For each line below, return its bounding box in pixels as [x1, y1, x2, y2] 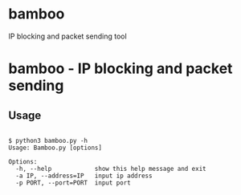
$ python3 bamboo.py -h [8, 136, 88, 144]
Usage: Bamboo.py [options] [8, 144, 103, 152]
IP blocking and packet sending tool [8, 31, 127, 41]
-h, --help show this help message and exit [15, 165, 206, 173]
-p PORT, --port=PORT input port [15, 178, 131, 187]
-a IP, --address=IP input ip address [15, 172, 153, 180]
